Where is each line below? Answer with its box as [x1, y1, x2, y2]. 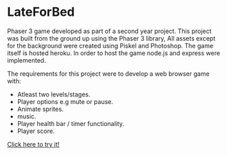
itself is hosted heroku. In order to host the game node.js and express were [7, 49, 221, 57]
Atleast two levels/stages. [17, 90, 91, 99]
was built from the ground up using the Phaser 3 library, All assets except [7, 34, 216, 42]
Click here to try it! [7, 140, 60, 148]
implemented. [7, 56, 46, 64]
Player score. [17, 127, 55, 135]
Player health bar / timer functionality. [17, 119, 125, 127]
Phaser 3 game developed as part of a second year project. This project [7, 27, 212, 35]
